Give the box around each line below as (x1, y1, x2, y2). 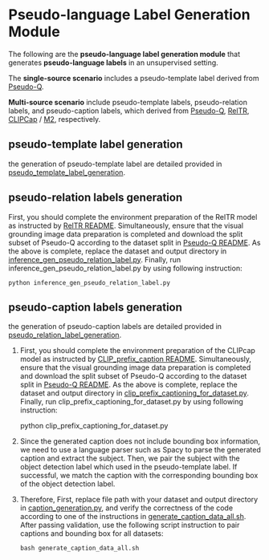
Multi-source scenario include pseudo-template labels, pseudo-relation (8, 97, 247, 107)
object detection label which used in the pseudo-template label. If (19, 462, 238, 472)
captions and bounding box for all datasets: (19, 529, 164, 538)
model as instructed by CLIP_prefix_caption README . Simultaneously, (19, 355, 251, 364)
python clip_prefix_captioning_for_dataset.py (19, 421, 169, 431)
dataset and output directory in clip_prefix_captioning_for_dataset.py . (19, 388, 249, 398)
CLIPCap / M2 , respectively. (8, 114, 101, 124)
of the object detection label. (19, 479, 116, 489)
